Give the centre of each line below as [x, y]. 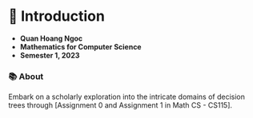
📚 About [26, 77]
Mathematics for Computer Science [80, 46]
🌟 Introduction [57, 16]
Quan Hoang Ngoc [51, 38]
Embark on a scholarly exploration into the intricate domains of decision [127, 97]
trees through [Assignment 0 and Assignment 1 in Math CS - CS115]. [120, 105]
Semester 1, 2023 [50, 55]
